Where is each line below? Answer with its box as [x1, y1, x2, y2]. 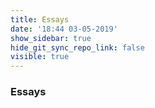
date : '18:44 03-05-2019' [10, 24, 118, 34]
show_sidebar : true [10, 33, 92, 43]
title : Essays [10, 14, 70, 25]
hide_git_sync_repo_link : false [10, 42, 145, 53]
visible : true [10, 52, 70, 62]
